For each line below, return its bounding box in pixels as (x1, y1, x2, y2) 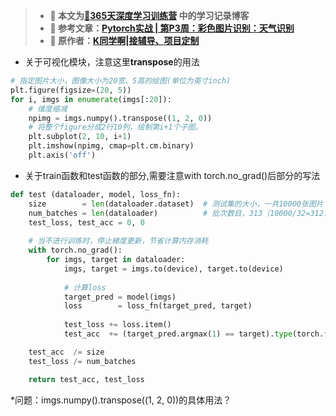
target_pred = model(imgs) (63, 292, 177, 302)
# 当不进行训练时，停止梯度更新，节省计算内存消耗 (28, 236, 209, 246)
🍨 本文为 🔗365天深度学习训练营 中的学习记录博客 (49, 10, 250, 21)
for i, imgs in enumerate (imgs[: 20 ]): (10, 94, 172, 104)
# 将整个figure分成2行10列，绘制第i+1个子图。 (28, 122, 203, 133)
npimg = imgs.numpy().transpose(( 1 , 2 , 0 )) (28, 113, 213, 123)
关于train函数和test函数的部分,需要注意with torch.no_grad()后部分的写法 (24, 169, 321, 181)
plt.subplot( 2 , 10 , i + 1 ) (28, 132, 132, 142)
